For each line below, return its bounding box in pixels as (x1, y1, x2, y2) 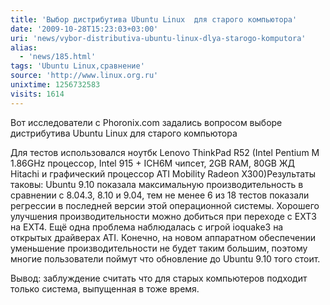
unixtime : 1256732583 (10, 80, 101, 90)
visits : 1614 (10, 89, 65, 99)
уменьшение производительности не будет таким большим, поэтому (10, 242, 308, 254)
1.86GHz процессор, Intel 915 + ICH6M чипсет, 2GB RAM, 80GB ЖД (10, 157, 295, 169)
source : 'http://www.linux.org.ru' (10, 71, 159, 81)
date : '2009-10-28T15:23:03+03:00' (10, 24, 159, 34)
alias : (10, 42, 38, 53)
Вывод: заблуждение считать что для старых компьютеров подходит (10, 272, 308, 284)
